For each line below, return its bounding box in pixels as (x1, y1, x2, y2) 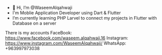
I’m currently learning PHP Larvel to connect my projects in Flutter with (12, 15, 157, 21)
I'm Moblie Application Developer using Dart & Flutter (12, 10, 121, 16)
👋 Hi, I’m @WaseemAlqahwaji (12, 5, 73, 10)
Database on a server (12, 20, 56, 26)
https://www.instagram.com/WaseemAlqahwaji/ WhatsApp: (5, 40, 126, 46)
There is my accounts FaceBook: (5, 30, 72, 35)
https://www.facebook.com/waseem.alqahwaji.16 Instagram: (5, 35, 129, 41)
